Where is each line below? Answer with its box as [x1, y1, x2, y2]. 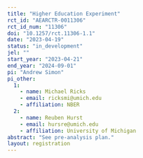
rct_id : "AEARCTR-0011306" [7, 17, 86, 24]
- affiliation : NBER [20, 101, 80, 108]
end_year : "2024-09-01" [7, 62, 77, 69]
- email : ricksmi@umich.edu [20, 95, 102, 102]
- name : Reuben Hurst [20, 114, 83, 121]
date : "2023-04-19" [7, 36, 64, 43]
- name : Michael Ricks [20, 88, 86, 95]
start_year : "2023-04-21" [7, 56, 83, 63]
